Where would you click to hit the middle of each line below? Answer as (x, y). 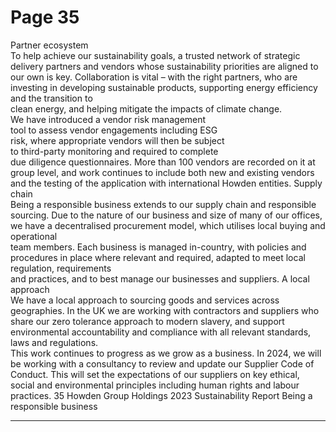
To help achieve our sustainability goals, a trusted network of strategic (155, 55)
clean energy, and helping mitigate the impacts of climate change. (146, 108)
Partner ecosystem (49, 45)
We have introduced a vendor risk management (108, 119)
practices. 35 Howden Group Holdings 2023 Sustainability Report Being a (161, 395)
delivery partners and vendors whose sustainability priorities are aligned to (164, 66)
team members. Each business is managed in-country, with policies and (158, 247)
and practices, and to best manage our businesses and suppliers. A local (160, 278)
